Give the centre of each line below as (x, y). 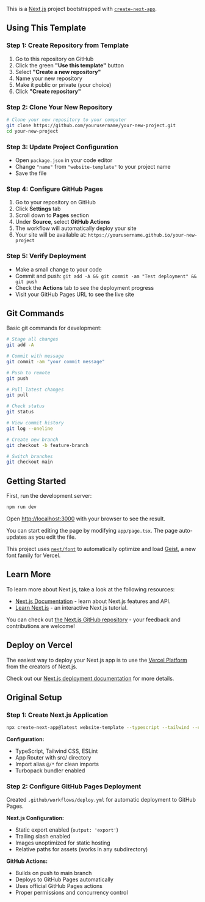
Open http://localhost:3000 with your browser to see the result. (86, 519)
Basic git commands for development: (54, 328)
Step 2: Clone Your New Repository (59, 107)
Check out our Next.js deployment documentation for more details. (90, 678)
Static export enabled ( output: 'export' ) (67, 830)
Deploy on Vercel (40, 645)
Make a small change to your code (59, 269)
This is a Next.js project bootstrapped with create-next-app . (82, 9)
